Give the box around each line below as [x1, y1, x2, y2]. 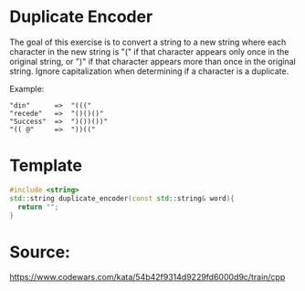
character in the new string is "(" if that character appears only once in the [9, 46, 289, 57]
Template [9, 155, 82, 176]
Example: [9, 83, 45, 94]
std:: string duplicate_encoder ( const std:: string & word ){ [9, 193, 235, 203]
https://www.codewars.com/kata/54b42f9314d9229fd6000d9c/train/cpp [9, 272, 286, 283]
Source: [9, 242, 71, 262]
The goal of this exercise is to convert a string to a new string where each [9, 36, 287, 47]
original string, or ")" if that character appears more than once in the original [9, 56, 297, 67]
